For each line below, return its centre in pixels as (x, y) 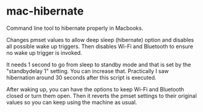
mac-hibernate (45, 11)
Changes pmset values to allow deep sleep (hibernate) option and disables (100, 40)
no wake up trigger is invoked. (44, 52)
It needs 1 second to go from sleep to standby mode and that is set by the (99, 65)
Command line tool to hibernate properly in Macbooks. (75, 28)
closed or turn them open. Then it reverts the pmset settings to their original (101, 96)
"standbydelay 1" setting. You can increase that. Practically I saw (87, 71)
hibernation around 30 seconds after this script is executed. (81, 77)
